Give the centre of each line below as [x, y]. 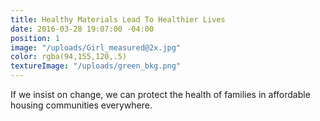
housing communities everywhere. [81, 105]
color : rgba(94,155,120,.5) [69, 57]
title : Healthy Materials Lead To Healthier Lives [118, 19]
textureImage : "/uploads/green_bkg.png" [96, 66]
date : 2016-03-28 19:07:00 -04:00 [82, 29]
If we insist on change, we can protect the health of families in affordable [160, 94]
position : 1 [35, 38]
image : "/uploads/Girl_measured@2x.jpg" [96, 47]
